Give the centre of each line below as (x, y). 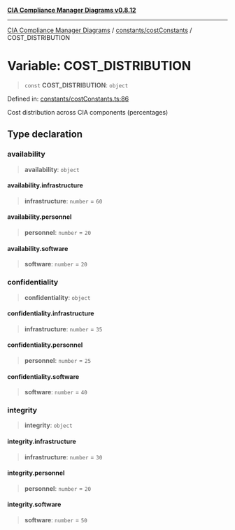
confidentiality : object (57, 297)
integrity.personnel (36, 473)
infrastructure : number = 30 (63, 457)
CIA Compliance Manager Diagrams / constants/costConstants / (100, 30)
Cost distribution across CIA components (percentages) (88, 112)
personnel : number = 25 (58, 360)
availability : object (52, 169)
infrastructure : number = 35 (63, 329)
